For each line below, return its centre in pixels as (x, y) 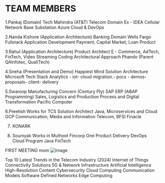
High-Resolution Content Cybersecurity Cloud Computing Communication (80, 170)
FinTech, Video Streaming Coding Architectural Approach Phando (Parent (79, 56)
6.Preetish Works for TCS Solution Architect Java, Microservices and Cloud (81, 111)
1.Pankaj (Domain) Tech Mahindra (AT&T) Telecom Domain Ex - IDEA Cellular (82, 22)
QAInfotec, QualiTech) (27, 62)
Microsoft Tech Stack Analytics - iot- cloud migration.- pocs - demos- (76, 77)
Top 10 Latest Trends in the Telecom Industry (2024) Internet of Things (77, 159)
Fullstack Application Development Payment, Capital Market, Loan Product (80, 42)
